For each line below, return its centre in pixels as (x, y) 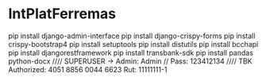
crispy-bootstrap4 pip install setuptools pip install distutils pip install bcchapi (133, 44)
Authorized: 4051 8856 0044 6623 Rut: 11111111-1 (88, 69)
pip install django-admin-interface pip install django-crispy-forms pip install (132, 36)
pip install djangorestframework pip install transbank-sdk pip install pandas (131, 52)
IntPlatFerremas (62, 14)
